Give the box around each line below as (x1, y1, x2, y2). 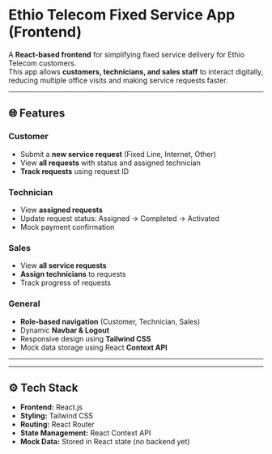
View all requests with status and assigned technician (19, 158, 201, 168)
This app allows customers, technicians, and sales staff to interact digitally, (8, 66, 264, 76)
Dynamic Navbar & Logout (19, 325, 110, 335)
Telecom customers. (8, 58, 77, 68)
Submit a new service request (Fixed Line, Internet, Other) (19, 149, 217, 159)
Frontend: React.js (19, 402, 83, 412)
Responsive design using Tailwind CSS (19, 333, 151, 343)
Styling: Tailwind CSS (19, 411, 94, 421)
